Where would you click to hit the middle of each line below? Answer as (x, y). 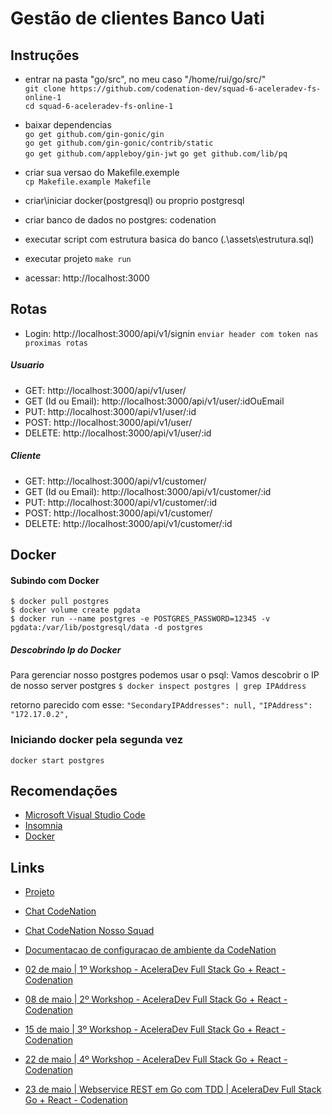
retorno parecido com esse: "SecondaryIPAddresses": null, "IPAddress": (161, 705)
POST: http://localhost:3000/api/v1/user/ (108, 422)
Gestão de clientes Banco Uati (137, 18)
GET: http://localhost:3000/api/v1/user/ (105, 390)
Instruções (45, 55)
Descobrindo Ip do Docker (66, 649)
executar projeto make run (78, 258)
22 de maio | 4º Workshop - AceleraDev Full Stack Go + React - (156, 1059)
